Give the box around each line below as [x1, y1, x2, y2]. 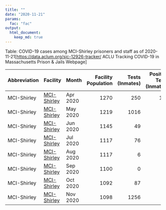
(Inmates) [117, 80, 141, 86]
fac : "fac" [9, 21, 32, 26]
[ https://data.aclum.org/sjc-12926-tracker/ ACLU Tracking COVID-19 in [14, 53, 160, 59]
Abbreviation [7, 77, 39, 84]
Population [86, 80, 113, 86]
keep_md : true [14, 35, 43, 40]
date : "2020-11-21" [5, 12, 45, 17]
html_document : [9, 30, 41, 35]
